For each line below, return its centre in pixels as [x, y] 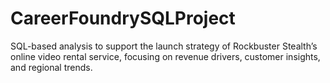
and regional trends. [51, 67]
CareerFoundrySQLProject [123, 18]
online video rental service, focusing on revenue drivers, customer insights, [165, 56]
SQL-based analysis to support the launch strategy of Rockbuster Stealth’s [164, 46]
